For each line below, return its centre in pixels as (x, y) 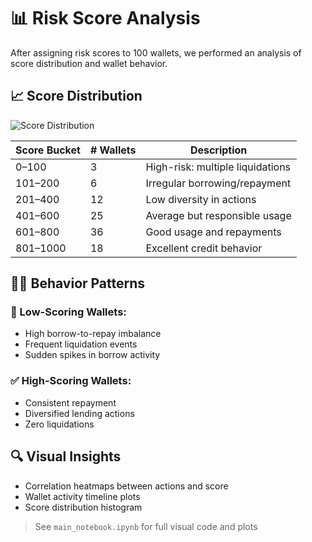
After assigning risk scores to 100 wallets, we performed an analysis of (156, 52)
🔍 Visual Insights (66, 456)
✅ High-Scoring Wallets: (71, 381)
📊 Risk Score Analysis (105, 18)
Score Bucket (48, 150)
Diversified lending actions (79, 413)
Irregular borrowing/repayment (218, 183)
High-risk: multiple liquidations (218, 167)
